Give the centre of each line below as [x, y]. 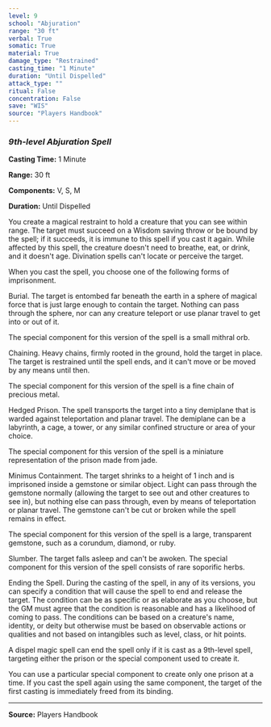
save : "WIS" [28, 106]
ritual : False [32, 91]
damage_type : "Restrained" [54, 61]
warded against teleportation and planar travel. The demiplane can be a [127, 419]
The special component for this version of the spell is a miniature [116, 452]
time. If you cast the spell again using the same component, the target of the [135, 683]
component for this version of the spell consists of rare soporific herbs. [127, 567]
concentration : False [45, 99]
